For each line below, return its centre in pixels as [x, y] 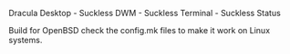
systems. [26, 40]
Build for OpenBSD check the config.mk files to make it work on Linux [140, 30]
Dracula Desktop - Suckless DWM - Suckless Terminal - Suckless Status [145, 13]
